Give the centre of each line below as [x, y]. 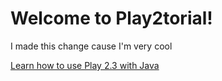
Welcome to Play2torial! [111, 18]
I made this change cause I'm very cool [91, 46]
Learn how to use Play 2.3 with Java [85, 65]
